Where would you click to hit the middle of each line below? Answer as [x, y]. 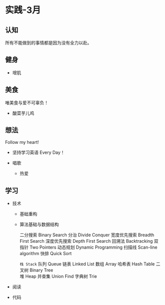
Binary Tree [41, 270]
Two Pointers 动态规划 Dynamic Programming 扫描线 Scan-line [93, 247]
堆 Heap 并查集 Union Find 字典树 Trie [58, 276]
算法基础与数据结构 [39, 224]
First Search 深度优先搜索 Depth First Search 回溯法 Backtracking [86, 241]
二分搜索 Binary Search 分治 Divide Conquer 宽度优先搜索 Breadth [87, 235]
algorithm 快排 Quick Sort [46, 254]
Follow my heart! [22, 142]
